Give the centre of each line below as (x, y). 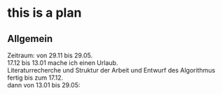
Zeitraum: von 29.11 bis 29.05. (50, 55)
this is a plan (44, 13)
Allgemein (30, 39)
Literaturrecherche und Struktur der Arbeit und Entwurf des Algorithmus (111, 70)
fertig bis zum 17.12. (35, 78)
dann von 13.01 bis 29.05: (44, 85)
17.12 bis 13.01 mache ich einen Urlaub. (63, 63)
